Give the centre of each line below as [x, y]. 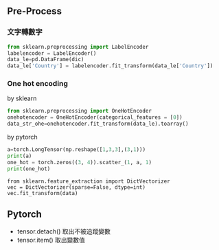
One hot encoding [38, 84]
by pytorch [22, 137]
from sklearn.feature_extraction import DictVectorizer [89, 181]
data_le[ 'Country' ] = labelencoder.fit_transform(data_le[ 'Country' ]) [110, 66]
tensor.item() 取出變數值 [51, 240]
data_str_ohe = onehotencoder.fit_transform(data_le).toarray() [98, 124]
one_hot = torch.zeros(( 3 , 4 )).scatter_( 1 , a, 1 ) [80, 162]
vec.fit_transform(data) [43, 193]
